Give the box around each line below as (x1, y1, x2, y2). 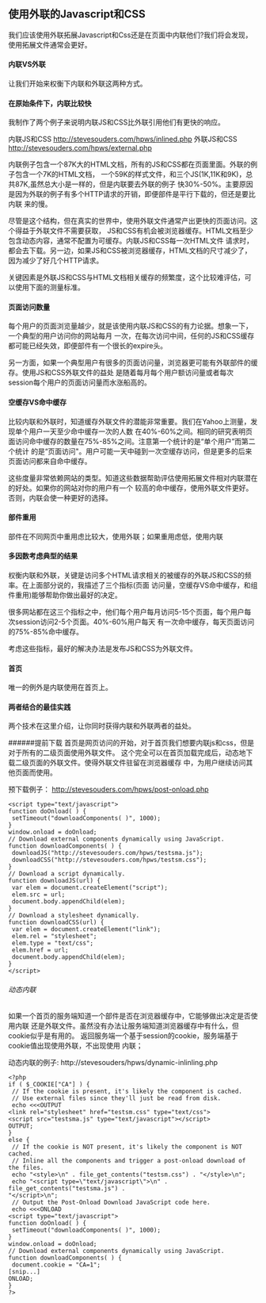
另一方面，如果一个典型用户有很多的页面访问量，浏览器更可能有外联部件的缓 (8, 358, 258, 367)
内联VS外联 (8, 59, 46, 69)
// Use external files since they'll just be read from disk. (11, 1094, 222, 1102)
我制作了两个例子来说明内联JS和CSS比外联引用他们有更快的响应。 (8, 117, 226, 127)
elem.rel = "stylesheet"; (11, 933, 97, 941)
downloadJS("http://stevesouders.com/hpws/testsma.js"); (11, 849, 203, 857)
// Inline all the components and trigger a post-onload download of (11, 1156, 246, 1164)
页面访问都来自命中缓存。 (8, 456, 92, 466)
